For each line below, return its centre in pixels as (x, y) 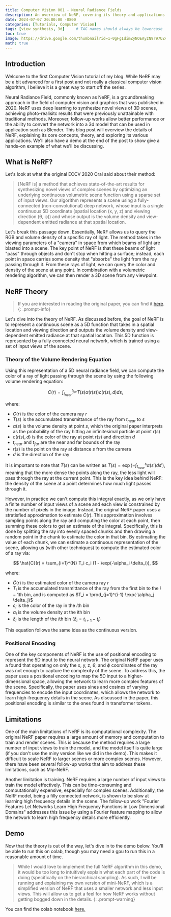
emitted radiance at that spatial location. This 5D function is (92, 336)
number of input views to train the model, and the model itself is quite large (84, 748)
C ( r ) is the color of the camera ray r (50, 414)
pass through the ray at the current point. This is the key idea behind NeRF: (84, 478)
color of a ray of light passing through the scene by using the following (79, 376)
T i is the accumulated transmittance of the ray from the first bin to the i (87, 589)
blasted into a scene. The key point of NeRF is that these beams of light (80, 248)
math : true (17, 43)
